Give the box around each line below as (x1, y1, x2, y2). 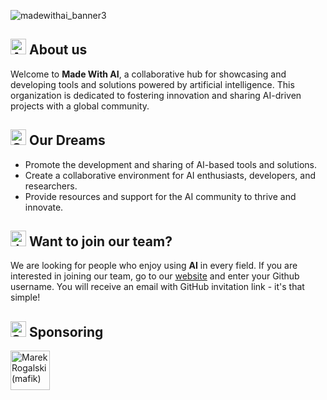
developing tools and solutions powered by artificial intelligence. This (10, 78, 295, 90)
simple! (10, 291, 41, 304)
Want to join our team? (28, 233, 173, 250)
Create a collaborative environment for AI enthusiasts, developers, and (24, 169, 316, 181)
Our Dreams (28, 132, 106, 149)
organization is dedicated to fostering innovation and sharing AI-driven (10, 89, 302, 101)
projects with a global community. (10, 100, 150, 112)
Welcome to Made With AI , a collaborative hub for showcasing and (10, 68, 287, 80)
